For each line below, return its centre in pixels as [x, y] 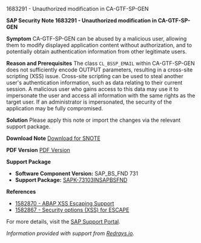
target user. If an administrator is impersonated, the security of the [89, 102]
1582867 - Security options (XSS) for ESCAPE [72, 210]
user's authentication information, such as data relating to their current [94, 82]
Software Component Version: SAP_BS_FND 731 [76, 173]
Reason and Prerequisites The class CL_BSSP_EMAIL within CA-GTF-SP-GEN [100, 63]
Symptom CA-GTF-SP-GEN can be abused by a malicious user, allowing [97, 38]
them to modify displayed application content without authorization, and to [99, 45]
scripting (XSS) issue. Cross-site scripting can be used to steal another [95, 76]
